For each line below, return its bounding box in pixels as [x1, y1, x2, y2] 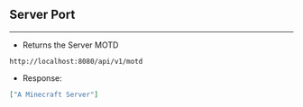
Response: [22, 72, 62, 84]
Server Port [9, 7, 76, 22]
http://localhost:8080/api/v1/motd [9, 57, 143, 66]
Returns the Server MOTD [22, 40, 119, 50]
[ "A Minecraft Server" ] [9, 90, 99, 99]
